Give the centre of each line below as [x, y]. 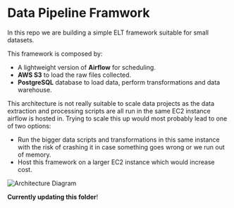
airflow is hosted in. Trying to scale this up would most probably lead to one [117, 118]
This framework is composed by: [55, 54]
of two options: [29, 126]
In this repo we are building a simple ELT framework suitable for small [108, 32]
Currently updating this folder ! [53, 197]
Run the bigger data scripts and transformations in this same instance [118, 140]
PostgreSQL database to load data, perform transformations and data [119, 82]
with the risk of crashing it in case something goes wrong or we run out [121, 147]
